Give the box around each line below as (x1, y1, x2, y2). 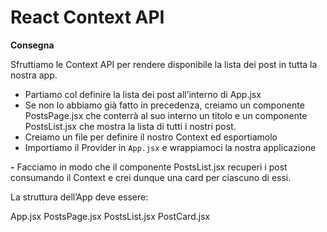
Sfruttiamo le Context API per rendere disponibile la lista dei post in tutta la (10, 58, 318, 70)
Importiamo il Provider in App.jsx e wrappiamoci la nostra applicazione (24, 141, 317, 153)
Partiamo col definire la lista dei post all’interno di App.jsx (24, 88, 262, 100)
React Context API (10, 6, 165, 29)
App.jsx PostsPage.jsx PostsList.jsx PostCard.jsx (10, 210, 211, 222)
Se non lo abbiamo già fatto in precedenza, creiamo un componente (24, 99, 305, 111)
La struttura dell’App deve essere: (10, 191, 149, 203)
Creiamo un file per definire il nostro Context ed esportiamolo (24, 131, 278, 143)
